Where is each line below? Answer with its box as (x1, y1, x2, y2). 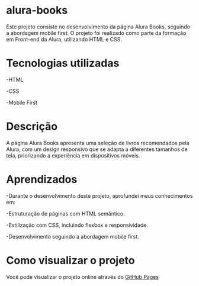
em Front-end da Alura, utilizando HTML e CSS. (6, 36, 123, 43)
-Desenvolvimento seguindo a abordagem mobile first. (6, 233, 139, 240)
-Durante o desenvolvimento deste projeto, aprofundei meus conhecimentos (6, 192, 193, 199)
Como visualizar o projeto (6, 253, 135, 267)
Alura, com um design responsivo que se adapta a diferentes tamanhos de (6, 146, 188, 153)
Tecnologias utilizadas (6, 57, 120, 70)
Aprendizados (6, 173, 78, 186)
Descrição (6, 120, 58, 133)
